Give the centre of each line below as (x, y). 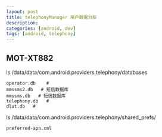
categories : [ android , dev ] (41, 28)
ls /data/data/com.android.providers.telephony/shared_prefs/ (81, 117)
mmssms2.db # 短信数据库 (37, 89)
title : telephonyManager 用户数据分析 (52, 17)
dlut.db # (21, 106)
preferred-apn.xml (29, 128)
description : (22, 23)
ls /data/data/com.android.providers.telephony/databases (77, 72)
